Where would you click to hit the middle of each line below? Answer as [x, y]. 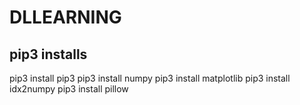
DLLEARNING [65, 17]
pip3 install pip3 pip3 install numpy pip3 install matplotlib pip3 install [150, 78]
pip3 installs [48, 54]
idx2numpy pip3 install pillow [69, 89]
